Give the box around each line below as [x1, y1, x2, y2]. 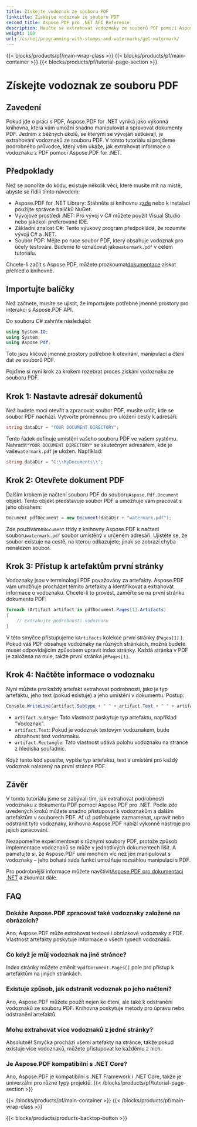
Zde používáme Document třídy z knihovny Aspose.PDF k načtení [6, 525, 159, 532]
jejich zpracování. [6, 826, 49, 833]
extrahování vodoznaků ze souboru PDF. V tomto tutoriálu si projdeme [6, 136, 176, 144]
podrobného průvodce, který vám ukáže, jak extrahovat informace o [6, 143, 171, 150]
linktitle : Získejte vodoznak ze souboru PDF [6, 14, 119, 20]
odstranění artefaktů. [6, 1011, 57, 1018]
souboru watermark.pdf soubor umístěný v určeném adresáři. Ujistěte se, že [6, 532, 188, 539]
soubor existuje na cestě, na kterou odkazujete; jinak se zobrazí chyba [6, 538, 176, 545]
